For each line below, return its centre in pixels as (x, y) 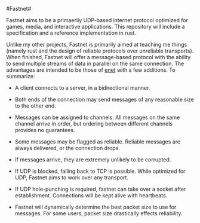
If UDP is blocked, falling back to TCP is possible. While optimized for (100, 171)
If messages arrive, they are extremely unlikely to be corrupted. (93, 160)
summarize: (21, 76)
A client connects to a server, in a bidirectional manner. (82, 88)
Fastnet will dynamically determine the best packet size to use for (96, 207)
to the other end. (36, 106)
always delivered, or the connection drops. (67, 148)
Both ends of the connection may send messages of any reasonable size (104, 99)
